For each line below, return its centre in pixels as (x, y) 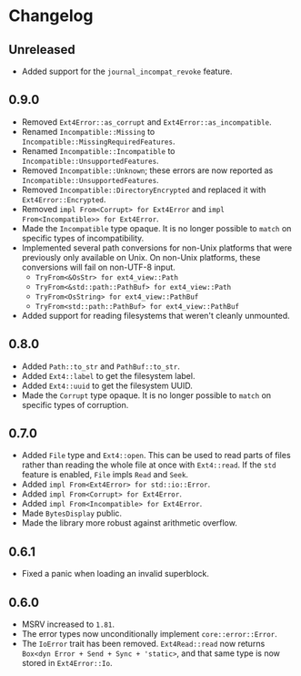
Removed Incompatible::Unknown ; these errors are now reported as (147, 170)
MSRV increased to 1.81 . (68, 624)
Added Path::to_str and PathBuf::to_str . (101, 366)
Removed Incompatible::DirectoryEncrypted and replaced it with (144, 189)
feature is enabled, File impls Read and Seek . (105, 475)
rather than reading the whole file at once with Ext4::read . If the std (149, 465)
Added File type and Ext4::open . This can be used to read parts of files (156, 456)
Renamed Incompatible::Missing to (88, 131)
